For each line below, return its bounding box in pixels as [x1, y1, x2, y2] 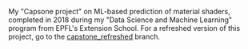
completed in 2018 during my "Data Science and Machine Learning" [8, 15, 233, 24]
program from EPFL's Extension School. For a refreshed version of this [8, 24, 241, 32]
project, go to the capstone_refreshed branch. [8, 32, 161, 41]
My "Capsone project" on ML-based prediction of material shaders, [8, 7, 230, 16]
